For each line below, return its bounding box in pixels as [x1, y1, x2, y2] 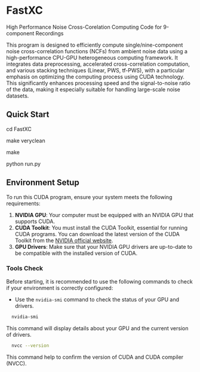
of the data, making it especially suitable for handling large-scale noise [6, 86, 181, 93]
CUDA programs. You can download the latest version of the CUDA [14, 230, 180, 237]
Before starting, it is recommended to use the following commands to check [6, 278, 193, 285]
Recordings [35, 29, 64, 36]
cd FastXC [6, 125, 32, 132]
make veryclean [6, 137, 46, 144]
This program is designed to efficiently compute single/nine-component [6, 41, 183, 48]
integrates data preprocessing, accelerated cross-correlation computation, [6, 60, 190, 68]
